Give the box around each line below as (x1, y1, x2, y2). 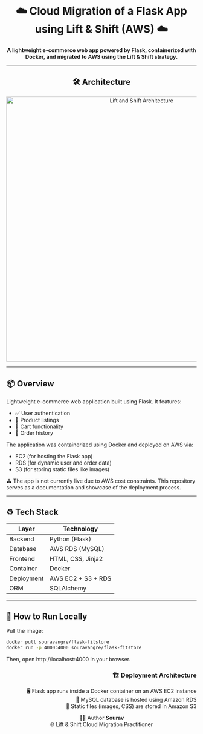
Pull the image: (6, 627, 43, 635)
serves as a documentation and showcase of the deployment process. (6, 483, 181, 491)
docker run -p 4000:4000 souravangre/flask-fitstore (6, 645, 142, 651)
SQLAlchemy (49, 584, 87, 593)
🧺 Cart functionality (14, 423, 63, 430)
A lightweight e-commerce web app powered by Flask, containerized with (7, 46, 196, 54)
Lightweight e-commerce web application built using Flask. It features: (6, 397, 182, 405)
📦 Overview (6, 379, 54, 389)
